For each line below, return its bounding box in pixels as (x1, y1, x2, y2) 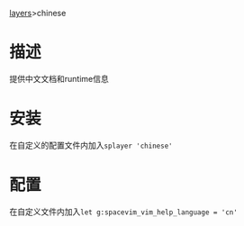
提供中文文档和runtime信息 (9, 73, 110, 84)
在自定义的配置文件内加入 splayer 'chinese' (9, 140, 173, 150)
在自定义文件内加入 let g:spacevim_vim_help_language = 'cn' (9, 206, 239, 217)
